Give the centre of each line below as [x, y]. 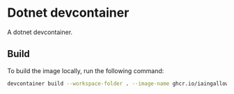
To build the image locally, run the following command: [86, 70]
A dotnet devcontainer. [40, 32]
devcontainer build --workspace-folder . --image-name [88, 84]
